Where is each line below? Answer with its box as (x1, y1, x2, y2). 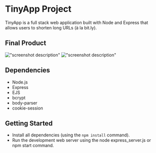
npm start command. (12, 143, 54, 149)
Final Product (5, 39, 46, 47)
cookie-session (12, 105, 43, 111)
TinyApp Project (5, 3, 72, 15)
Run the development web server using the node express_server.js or (12, 137, 152, 143)
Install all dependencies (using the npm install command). (12, 132, 130, 138)
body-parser (12, 100, 37, 106)
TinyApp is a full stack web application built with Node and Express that (5, 20, 148, 25)
